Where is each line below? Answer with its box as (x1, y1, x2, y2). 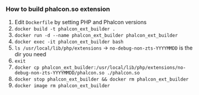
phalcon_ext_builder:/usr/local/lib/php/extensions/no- (41, 65, 186, 71)
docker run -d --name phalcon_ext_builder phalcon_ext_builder (14, 33, 178, 39)
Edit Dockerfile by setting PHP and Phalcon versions (14, 19, 147, 26)
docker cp (14, 65, 40, 71)
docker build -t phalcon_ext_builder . (14, 26, 116, 32)
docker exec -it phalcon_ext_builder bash (14, 39, 124, 45)
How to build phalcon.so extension (5, 5, 110, 13)
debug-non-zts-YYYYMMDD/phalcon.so (14, 70, 105, 76)
